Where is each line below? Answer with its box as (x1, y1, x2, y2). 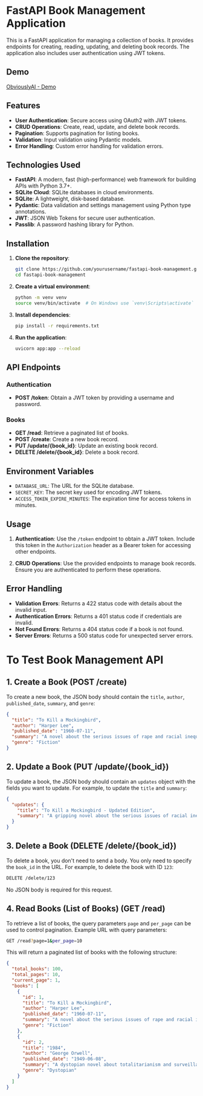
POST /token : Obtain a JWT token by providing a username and (14, 394, 174, 401)
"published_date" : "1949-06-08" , (22, 1056, 107, 1062)
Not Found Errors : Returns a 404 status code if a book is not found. (14, 625, 184, 632)
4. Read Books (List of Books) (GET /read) (6, 904, 166, 914)
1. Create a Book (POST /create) (6, 677, 127, 687)
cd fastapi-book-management (14, 272, 86, 278)
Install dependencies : (14, 311, 71, 318)
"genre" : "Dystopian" (22, 1068, 77, 1074)
